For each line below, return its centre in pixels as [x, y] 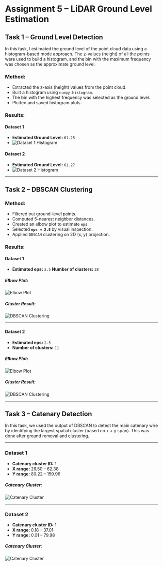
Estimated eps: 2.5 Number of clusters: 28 [55, 269]
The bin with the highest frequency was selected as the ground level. [81, 97]
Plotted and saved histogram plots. [47, 103]
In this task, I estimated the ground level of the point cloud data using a [76, 49]
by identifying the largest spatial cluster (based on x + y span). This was [77, 431]
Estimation [27, 19]
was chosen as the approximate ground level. [50, 64]
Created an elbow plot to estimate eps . [50, 224]
